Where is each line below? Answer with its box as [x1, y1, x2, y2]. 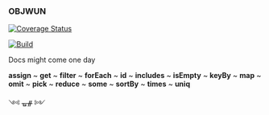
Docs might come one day [8, 55, 96, 65]
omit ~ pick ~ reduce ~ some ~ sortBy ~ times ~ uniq [8, 79, 191, 89]
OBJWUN [8, 6, 47, 17]
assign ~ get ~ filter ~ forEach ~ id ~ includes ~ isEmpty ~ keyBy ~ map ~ [8, 71, 262, 80]
